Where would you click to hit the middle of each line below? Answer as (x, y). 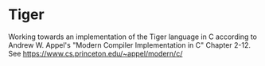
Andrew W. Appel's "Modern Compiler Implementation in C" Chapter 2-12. (129, 45)
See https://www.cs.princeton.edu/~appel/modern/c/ (95, 53)
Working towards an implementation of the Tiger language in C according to (132, 37)
